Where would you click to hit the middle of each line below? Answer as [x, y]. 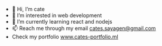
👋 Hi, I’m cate [28, 9]
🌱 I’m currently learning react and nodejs [62, 22]
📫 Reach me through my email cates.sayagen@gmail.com [84, 28]
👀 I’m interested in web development [57, 15]
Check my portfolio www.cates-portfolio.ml [65, 37]
